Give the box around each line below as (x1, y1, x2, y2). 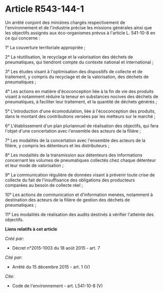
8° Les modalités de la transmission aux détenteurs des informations (5, 152, 143, 158)
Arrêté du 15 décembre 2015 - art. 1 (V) (12, 264, 91, 270)
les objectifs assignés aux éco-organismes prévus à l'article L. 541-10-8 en (5, 30, 156, 36)
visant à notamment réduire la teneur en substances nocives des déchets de (5, 94, 159, 99)
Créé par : (5, 235, 24, 241)
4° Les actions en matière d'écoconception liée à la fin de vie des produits (5, 88, 154, 94)
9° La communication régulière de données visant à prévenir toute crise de (5, 172, 155, 177)
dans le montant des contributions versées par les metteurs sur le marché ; (5, 113, 156, 119)
